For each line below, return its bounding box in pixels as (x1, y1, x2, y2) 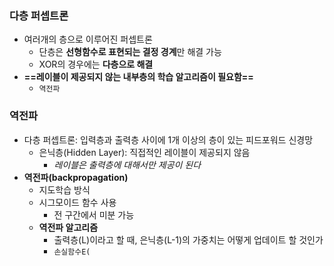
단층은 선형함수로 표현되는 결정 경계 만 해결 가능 (38, 46, 222, 58)
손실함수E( (53, 247, 91, 257)
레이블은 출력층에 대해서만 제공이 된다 (53, 158, 202, 171)
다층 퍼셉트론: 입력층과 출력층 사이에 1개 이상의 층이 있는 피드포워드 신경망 (23, 133, 314, 146)
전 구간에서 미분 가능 (53, 208, 135, 221)
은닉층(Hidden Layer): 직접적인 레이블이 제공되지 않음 (38, 146, 251, 158)
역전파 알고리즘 (38, 221, 99, 233)
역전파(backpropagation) (23, 171, 129, 183)
